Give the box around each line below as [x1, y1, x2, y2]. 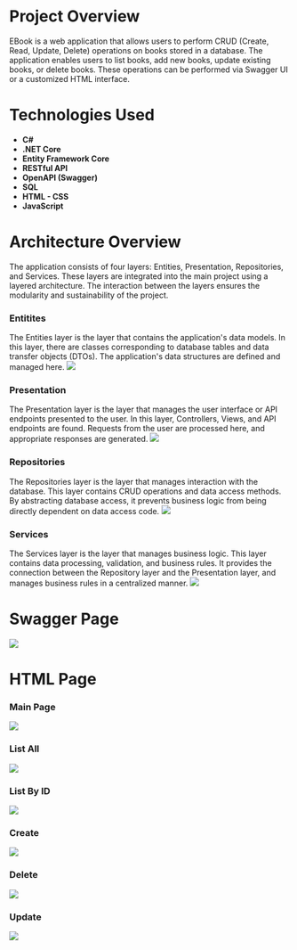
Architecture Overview [9, 232, 181, 252]
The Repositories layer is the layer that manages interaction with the [9, 476, 259, 487]
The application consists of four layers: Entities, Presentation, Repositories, [9, 261, 285, 272]
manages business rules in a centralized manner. [9, 577, 189, 588]
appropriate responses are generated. [9, 434, 148, 445]
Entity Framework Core [21, 153, 109, 164]
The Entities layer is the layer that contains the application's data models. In [9, 332, 286, 343]
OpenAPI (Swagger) [21, 172, 98, 183]
